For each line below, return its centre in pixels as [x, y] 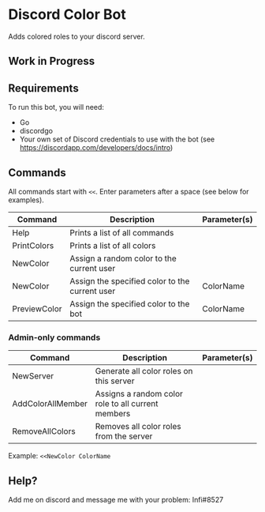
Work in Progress [52, 61]
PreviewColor [37, 308]
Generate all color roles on [144, 371]
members [113, 414]
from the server [124, 436]
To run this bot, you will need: [56, 107]
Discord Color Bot [67, 15]
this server [115, 381]
